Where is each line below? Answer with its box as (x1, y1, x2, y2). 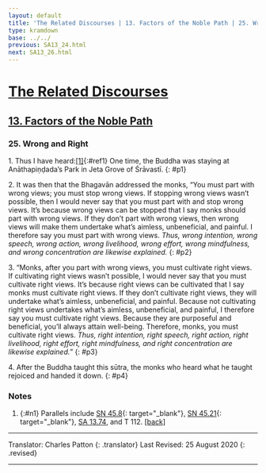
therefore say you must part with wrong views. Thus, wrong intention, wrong (8, 230, 258, 240)
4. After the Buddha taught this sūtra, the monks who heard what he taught (8, 362, 253, 371)
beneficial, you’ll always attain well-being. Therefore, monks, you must (8, 321, 239, 331)
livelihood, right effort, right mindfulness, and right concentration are (8, 338, 233, 348)
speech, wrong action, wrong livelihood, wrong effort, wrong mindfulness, (8, 239, 250, 248)
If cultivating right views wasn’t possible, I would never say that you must (8, 271, 247, 280)
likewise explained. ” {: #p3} (8, 347, 98, 356)
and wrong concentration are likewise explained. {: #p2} (8, 247, 192, 256)
